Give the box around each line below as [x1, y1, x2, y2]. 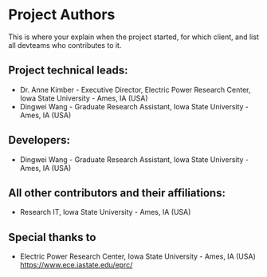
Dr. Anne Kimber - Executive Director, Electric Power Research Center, [19, 85, 251, 94]
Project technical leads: [8, 64, 128, 77]
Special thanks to [8, 230, 96, 244]
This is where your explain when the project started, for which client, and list [8, 32, 259, 42]
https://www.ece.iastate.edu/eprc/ [19, 260, 133, 270]
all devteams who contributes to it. [8, 40, 122, 49]
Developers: [8, 133, 70, 147]
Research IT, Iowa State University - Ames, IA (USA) [19, 208, 191, 217]
